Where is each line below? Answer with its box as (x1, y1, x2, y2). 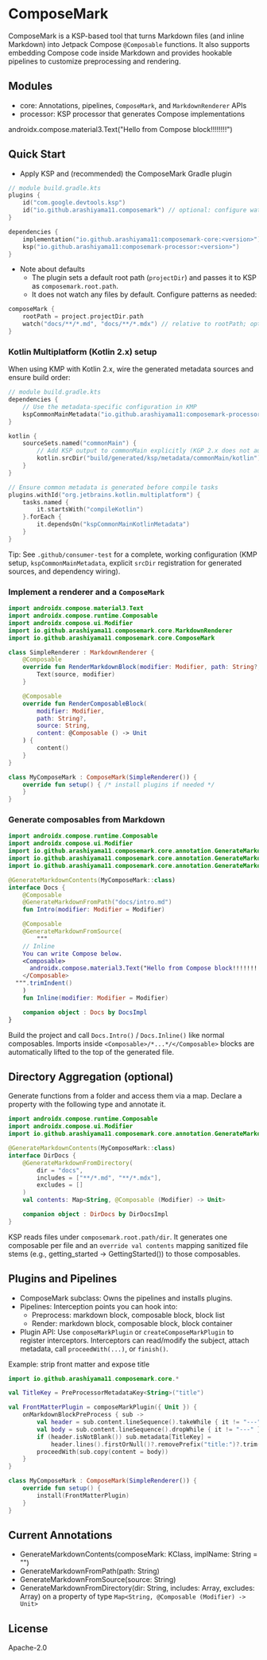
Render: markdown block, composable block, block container (31, 1318, 233, 1328)
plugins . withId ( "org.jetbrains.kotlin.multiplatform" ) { (8, 491, 201, 499)
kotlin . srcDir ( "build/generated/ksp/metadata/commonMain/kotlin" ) (37, 454, 261, 462)
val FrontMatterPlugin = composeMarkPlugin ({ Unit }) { (8, 1403, 197, 1412)
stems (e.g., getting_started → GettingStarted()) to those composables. (8, 1249, 241, 1258)
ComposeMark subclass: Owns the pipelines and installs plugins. (19, 1293, 233, 1303)
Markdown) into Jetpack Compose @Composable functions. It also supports (8, 39, 250, 49)
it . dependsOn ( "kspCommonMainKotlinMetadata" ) (37, 520, 191, 529)
